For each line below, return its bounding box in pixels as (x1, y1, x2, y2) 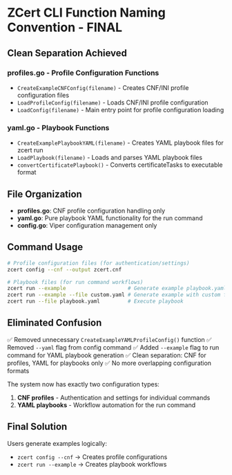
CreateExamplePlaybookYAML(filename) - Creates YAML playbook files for (17, 138, 224, 147)
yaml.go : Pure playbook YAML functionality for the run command (17, 213, 203, 222)
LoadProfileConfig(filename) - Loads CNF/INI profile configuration (17, 98, 209, 107)
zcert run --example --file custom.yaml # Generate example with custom (7, 292, 221, 298)
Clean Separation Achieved (7, 47, 128, 59)
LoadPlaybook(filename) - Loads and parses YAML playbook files (17, 154, 202, 162)
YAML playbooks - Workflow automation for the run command (17, 400, 196, 409)
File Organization (7, 188, 83, 200)
